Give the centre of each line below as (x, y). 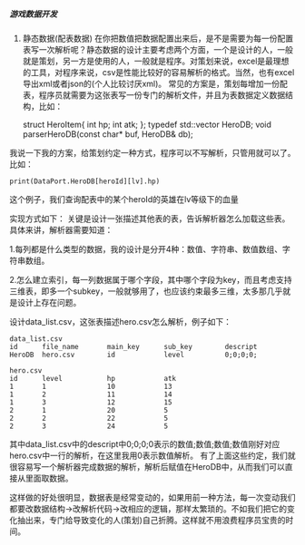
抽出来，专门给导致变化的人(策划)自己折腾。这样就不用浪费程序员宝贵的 (151, 520)
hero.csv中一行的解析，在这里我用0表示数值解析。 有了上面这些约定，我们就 (152, 455)
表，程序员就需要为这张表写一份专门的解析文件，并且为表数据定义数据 (154, 94)
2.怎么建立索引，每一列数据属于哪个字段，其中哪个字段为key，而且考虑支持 (151, 279)
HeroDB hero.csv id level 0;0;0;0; (133, 355)
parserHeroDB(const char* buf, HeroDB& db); (108, 134)
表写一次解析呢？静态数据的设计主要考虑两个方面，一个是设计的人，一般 (157, 49)
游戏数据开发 (33, 14)
